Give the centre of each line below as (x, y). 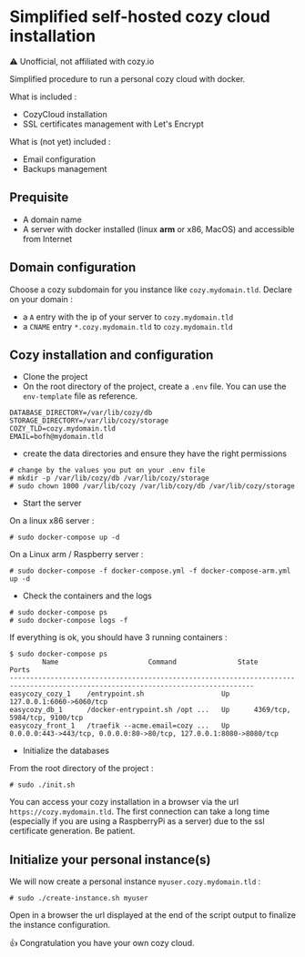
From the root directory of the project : (81, 769)
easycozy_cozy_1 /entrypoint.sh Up (120, 694)
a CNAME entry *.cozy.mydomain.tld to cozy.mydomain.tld (128, 326)
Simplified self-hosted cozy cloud (140, 17)
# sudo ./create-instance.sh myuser (79, 899)
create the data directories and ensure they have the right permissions (154, 453)
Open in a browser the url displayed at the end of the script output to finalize (152, 915)
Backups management (65, 168)
